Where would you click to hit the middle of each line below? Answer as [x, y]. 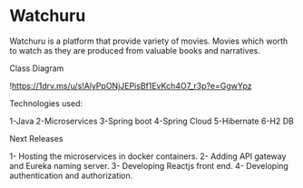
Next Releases [36, 138]
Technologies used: [46, 103]
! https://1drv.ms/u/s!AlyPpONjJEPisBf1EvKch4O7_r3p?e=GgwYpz [131, 85]
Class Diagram [37, 68]
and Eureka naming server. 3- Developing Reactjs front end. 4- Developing [149, 165]
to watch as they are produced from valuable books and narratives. [135, 50]
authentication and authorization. [71, 175]
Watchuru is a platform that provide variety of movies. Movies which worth [149, 41]
